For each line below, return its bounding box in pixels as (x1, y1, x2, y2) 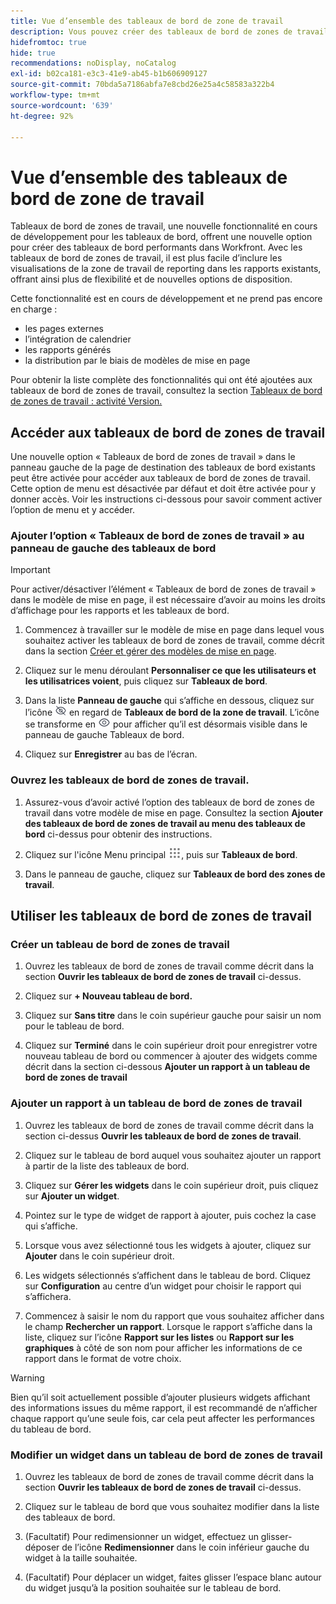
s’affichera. (24, 1290, 72, 1302)
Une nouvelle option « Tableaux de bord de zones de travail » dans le (10, 451, 296, 463)
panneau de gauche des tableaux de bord (10, 541, 217, 555)
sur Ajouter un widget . (24, 1190, 120, 1202)
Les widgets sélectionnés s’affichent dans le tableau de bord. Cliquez (24, 1269, 312, 1281)
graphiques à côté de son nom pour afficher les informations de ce (24, 1341, 303, 1354)
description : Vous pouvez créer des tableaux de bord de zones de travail (10, 26, 329, 37)
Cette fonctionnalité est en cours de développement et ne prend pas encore (10, 293, 323, 305)
